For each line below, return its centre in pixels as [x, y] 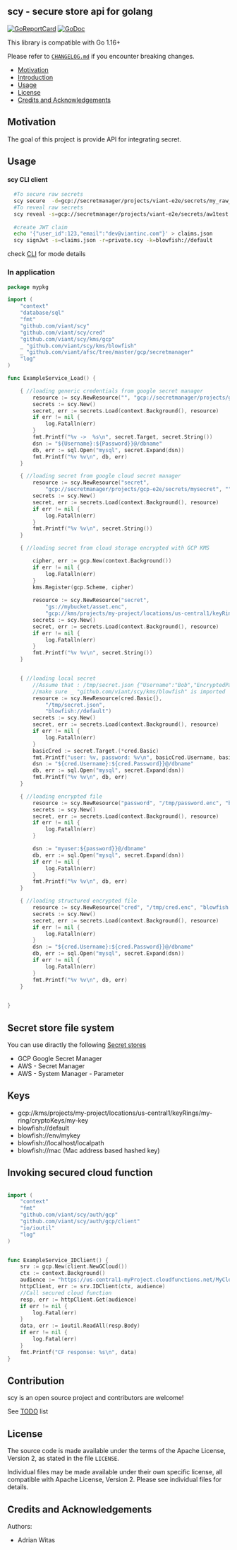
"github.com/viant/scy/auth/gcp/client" [80, 1222]
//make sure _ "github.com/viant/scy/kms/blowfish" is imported [129, 692]
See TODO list [28, 1411]
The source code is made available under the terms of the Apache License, [116, 1451]
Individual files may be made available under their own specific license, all [115, 1472]
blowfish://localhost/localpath [61, 1143]
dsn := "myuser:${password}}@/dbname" [90, 849]
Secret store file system [61, 1028]
